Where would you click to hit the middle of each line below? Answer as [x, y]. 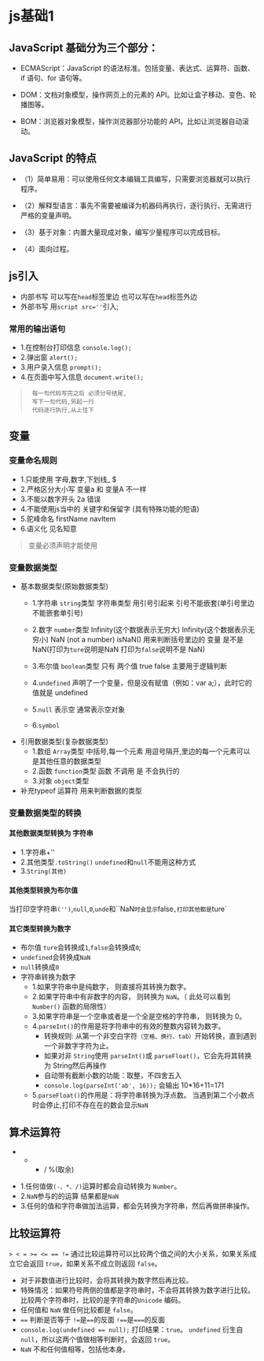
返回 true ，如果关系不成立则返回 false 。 [95, 1264]
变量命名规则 [33, 460]
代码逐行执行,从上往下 [63, 410]
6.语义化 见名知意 [48, 528]
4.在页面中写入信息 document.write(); [82, 377]
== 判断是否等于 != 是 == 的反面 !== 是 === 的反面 [93, 1320]
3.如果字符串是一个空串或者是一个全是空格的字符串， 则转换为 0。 [139, 1017]
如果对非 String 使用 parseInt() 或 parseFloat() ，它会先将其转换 [148, 1056]
